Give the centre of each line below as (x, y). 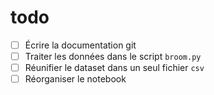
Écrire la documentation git (80, 45)
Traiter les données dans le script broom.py (113, 56)
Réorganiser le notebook (75, 79)
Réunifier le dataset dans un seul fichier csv (114, 68)
